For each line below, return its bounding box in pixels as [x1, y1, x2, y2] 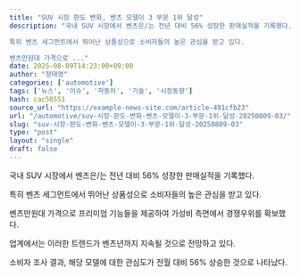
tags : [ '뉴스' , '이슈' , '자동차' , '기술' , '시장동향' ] [9, 86, 194, 95]
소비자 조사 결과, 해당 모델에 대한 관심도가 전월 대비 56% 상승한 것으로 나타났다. [9, 256, 288, 267]
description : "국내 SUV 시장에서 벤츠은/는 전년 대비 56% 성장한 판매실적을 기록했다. [9, 21, 293, 30]
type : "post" [9, 128, 58, 137]
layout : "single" [9, 136, 74, 145]
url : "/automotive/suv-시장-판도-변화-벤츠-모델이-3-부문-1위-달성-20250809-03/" [9, 111, 292, 120]
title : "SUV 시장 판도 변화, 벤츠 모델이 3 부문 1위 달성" [9, 12, 204, 22]
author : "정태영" [9, 70, 69, 79]
